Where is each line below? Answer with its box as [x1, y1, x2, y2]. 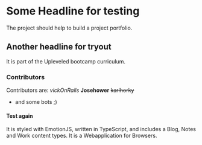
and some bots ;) [14, 98, 57, 106]
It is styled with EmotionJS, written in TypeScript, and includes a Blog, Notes [6, 126, 196, 133]
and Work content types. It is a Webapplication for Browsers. [6, 132, 157, 140]
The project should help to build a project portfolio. [6, 24, 133, 31]
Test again [6, 112, 33, 119]
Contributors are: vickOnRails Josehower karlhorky [6, 86, 134, 94]
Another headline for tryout [6, 42, 112, 52]
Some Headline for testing [6, 4, 140, 18]
